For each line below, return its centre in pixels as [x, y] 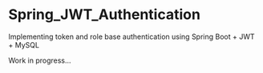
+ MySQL [24, 44]
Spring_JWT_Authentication [104, 15]
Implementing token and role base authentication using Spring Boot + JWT [131, 36]
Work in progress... [40, 60]
